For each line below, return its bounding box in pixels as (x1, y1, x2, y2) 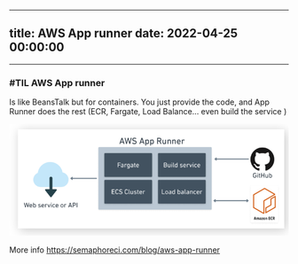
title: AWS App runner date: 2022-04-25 (9, 26, 238, 41)
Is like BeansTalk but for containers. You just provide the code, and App (9, 97, 271, 107)
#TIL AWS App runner (9, 76, 106, 89)
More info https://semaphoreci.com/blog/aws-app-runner (9, 245, 220, 255)
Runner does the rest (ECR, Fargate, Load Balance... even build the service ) (9, 106, 287, 117)
